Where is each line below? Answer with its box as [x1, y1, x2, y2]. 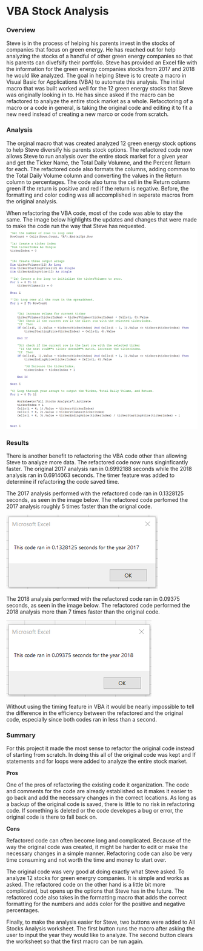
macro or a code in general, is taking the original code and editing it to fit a [6, 104, 193, 112]
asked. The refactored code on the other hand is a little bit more [6, 881, 165, 888]
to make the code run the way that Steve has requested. [6, 222, 147, 229]
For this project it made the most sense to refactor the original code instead [6, 745, 195, 752]
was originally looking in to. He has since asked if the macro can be [6, 91, 175, 98]
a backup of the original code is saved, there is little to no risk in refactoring [6, 800, 195, 808]
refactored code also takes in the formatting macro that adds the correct [6, 894, 187, 901]
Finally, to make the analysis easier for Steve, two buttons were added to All [6, 918, 195, 926]
